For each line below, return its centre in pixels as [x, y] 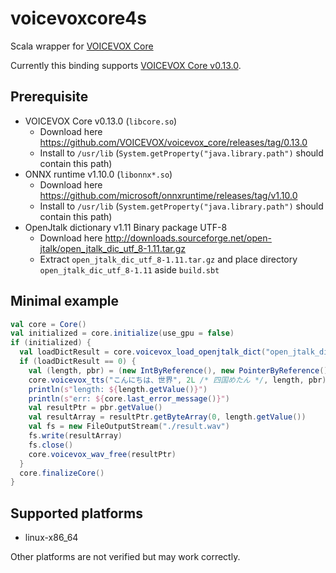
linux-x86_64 [51, 538]
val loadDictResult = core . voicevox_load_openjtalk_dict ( [143, 352]
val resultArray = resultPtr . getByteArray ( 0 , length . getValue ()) [167, 417]
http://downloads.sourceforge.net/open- [188, 238]
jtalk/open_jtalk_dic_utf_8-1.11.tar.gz [112, 248]
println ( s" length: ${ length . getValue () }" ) [118, 389]
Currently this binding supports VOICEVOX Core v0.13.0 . [126, 65]
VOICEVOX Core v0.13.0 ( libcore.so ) [101, 121]
